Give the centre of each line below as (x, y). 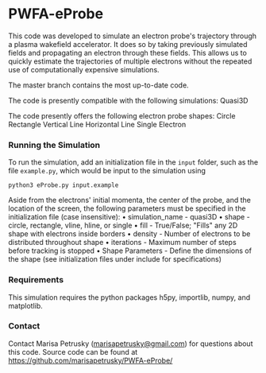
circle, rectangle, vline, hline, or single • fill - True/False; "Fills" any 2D (123, 225)
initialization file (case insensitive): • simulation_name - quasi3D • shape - (129, 217)
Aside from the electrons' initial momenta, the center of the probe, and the (130, 200)
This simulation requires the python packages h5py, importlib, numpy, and (129, 297)
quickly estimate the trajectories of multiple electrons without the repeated (130, 61)
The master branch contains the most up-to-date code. (98, 85)
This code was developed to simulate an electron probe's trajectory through (132, 36)
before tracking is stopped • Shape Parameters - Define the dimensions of (130, 251)
